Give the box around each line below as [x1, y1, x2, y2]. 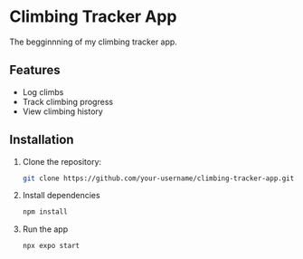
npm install [22, 207, 68, 216]
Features [9, 62, 61, 78]
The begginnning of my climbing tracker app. [9, 36, 178, 47]
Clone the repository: [22, 156, 102, 167]
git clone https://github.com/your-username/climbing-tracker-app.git [22, 174, 295, 183]
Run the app [22, 224, 69, 235]
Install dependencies [22, 190, 101, 201]
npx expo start [22, 242, 80, 251]
